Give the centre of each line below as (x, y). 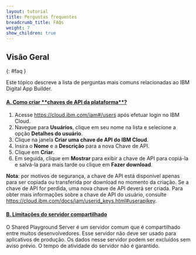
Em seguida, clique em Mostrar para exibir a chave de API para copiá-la (102, 158)
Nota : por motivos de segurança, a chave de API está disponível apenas (93, 176)
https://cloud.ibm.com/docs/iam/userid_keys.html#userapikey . (81, 201)
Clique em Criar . (34, 152)
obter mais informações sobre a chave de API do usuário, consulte (86, 195)
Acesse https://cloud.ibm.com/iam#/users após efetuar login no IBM (97, 115)
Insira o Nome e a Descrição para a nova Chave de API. (82, 146)
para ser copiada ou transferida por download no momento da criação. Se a (97, 182)
